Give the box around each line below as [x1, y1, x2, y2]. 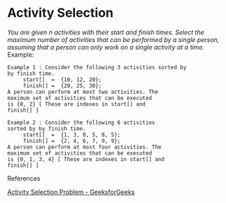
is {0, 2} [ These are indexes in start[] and [7, 100, 146, 108]
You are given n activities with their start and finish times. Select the [7, 28, 205, 36]
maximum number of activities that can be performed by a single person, [7, 35, 220, 43]
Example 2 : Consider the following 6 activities [7, 119, 156, 126]
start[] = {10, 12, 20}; [22, 76, 102, 83]
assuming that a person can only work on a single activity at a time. [7, 43, 205, 51]
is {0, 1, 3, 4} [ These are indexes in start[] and [7, 155, 165, 162]
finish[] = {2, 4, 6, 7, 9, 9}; [22, 137, 121, 144]
